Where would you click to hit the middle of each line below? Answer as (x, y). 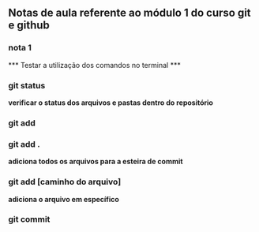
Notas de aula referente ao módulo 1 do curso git (129, 13)
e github (29, 26)
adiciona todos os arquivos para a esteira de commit (96, 162)
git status (27, 85)
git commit (29, 219)
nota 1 (20, 48)
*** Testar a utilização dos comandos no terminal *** (95, 65)
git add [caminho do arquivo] (65, 182)
